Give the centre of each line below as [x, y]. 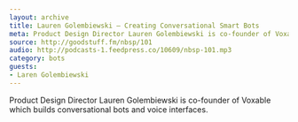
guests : [24, 67]
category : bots [37, 58]
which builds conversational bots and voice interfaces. [109, 109]
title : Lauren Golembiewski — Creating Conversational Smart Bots [134, 26]
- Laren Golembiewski [49, 75]
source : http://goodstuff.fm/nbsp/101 [81, 42]
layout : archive [39, 17]
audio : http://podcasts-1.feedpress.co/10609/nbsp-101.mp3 [121, 50]
